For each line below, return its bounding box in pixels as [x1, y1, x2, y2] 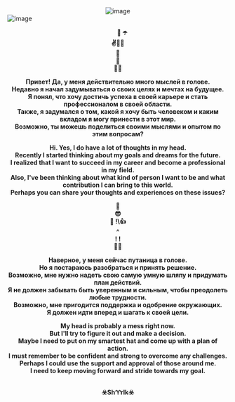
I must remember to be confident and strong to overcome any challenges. [8, 351, 228, 360]
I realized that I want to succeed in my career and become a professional [10, 158, 226, 167]
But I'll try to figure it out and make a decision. [49, 330, 187, 337]
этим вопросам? [92, 130, 144, 138]
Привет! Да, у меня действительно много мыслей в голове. [25, 77, 210, 86]
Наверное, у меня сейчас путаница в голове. [48, 256, 188, 264]
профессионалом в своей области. [63, 100, 173, 108]
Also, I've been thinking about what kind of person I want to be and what [10, 174, 226, 181]
